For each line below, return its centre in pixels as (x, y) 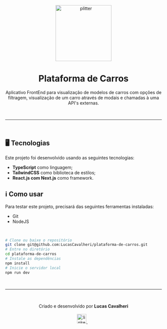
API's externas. (83, 103)
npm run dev (17, 273)
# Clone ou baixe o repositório (39, 240)
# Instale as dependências (33, 259)
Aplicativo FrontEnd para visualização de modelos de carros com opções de (83, 92)
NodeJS (21, 221)
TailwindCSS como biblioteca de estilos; (54, 172)
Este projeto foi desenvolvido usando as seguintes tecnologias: (70, 158)
